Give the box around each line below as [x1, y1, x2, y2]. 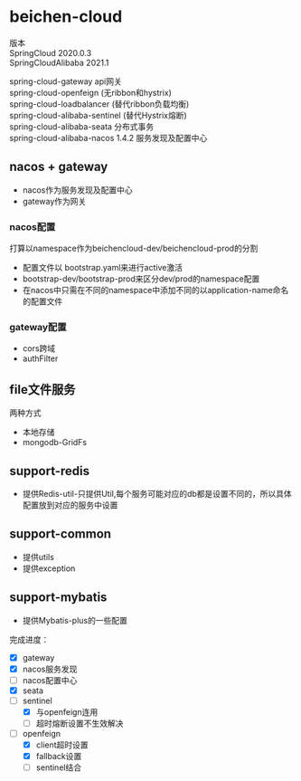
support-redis [9, 463, 90, 479]
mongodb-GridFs [22, 437, 88, 448]
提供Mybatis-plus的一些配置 [22, 614, 128, 625]
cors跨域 [22, 343, 56, 354]
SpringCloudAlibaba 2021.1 [9, 57, 109, 68]
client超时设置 [35, 739, 89, 750]
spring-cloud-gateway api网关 [9, 75, 122, 87]
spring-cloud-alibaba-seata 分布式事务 [9, 120, 155, 132]
